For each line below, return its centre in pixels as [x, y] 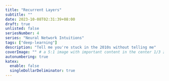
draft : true [18, 24]
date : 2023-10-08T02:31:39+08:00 [40, 19]
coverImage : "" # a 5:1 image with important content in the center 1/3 [83, 52]
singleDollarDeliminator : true [43, 71]
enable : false [24, 66]
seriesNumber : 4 [22, 33]
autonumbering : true [27, 57]
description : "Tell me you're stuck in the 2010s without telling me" [81, 47]
